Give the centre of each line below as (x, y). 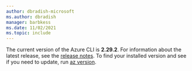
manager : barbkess (28, 22)
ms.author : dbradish (31, 17)
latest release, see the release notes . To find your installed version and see (96, 56)
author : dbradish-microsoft (40, 11)
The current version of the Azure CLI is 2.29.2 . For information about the (94, 49)
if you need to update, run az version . (51, 62)
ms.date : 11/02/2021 (31, 28)
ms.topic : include (28, 33)
